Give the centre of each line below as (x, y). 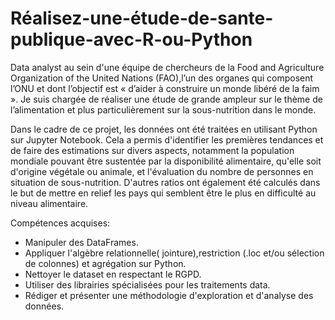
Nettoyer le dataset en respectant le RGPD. (113, 274)
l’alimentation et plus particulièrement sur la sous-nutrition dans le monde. (163, 109)
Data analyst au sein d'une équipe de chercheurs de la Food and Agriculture (167, 67)
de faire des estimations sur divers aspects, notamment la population (152, 150)
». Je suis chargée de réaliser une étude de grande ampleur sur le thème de (166, 99)
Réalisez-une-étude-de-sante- (142, 18)
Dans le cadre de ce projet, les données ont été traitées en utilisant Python (164, 129)
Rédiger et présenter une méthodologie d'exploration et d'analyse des (169, 295)
